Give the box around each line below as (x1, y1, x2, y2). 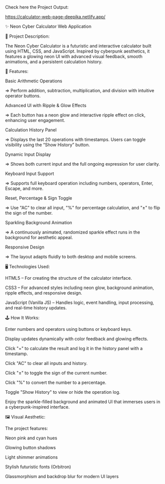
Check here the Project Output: (5, 4, 69, 10)
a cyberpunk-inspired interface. (5, 404, 70, 410)
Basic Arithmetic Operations (5, 78, 62, 84)
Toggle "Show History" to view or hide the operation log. (5, 389, 120, 395)
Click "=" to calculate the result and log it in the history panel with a (5, 346, 143, 351)
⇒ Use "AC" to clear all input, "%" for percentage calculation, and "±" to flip (5, 205, 160, 210)
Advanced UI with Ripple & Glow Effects (5, 103, 87, 108)
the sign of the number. (5, 210, 53, 216)
